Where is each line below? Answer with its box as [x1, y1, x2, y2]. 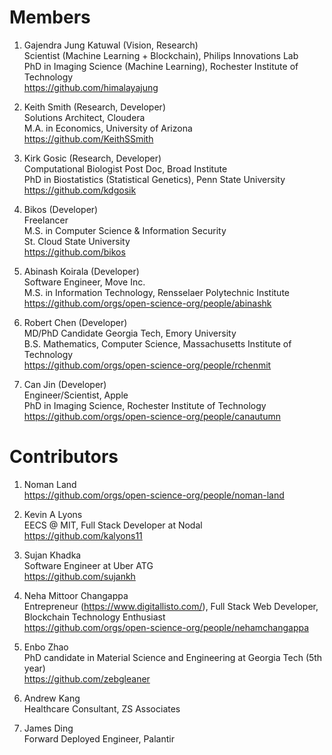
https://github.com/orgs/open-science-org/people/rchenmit [23, 359, 272, 371]
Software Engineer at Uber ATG [23, 559, 154, 571]
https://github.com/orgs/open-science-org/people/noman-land [23, 489, 285, 501]
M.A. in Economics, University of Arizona [23, 122, 193, 134]
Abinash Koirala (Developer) [23, 265, 140, 277]
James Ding [23, 722, 74, 734]
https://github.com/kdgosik [23, 184, 137, 196]
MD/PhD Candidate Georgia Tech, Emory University [23, 327, 237, 339]
